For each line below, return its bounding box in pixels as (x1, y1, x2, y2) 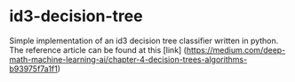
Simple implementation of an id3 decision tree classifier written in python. (9, 35, 279, 46)
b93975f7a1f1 (9, 63, 58, 74)
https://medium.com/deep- (186, 44, 286, 55)
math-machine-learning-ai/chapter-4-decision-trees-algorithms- (9, 54, 248, 64)
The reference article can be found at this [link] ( (9, 44, 187, 55)
